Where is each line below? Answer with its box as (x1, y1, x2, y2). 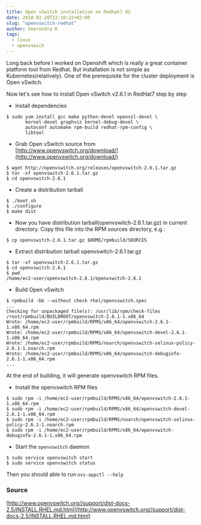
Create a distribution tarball (14, 186, 83, 193)
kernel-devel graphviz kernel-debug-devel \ (25, 119, 139, 125)
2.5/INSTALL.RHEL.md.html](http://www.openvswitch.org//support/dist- (6, 506, 185, 513)
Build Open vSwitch (14, 286, 65, 293)
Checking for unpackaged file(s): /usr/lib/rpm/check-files (6, 308, 161, 314)
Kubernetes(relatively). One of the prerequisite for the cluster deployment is (6, 72, 195, 79)
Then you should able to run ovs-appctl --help (6, 471, 124, 478)
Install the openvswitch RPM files (14, 383, 98, 391)
